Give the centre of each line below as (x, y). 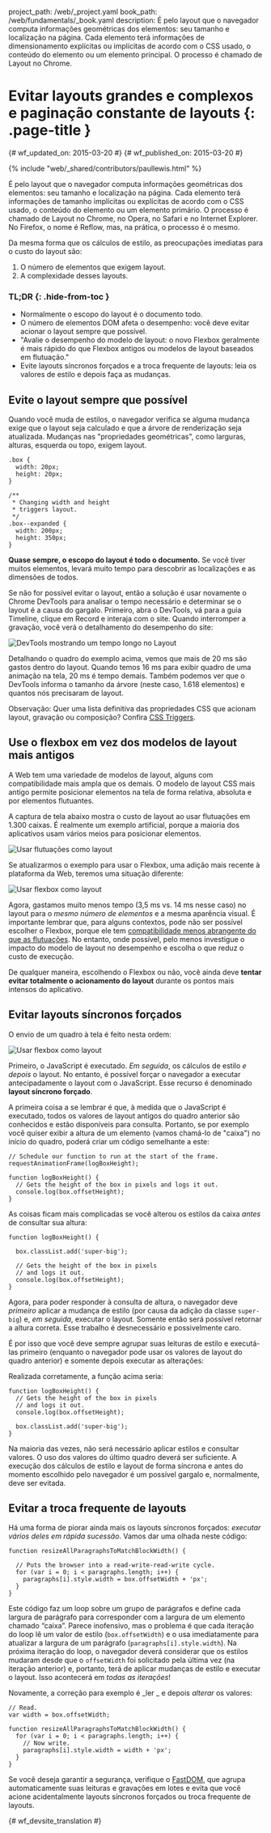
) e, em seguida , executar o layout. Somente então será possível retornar (140, 1319)
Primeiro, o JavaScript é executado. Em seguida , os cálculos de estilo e (127, 1065)
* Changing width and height (61, 503)
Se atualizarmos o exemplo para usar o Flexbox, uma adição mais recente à (134, 864)
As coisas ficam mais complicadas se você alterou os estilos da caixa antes (135, 1214)
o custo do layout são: (45, 251)
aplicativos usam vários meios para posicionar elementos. (105, 834)
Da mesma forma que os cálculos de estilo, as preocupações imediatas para (136, 243)
